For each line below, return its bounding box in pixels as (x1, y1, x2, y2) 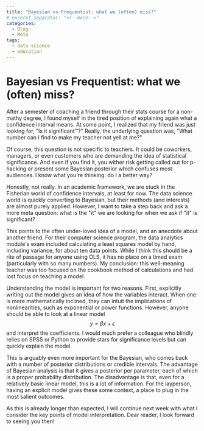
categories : (6, 20, 37, 26)
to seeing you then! (6, 418, 55, 425)
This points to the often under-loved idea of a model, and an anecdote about (6, 227, 198, 234)
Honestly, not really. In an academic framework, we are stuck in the (6, 183, 175, 191)
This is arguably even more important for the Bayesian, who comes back (6, 354, 188, 361)
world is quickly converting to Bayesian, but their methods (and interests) (6, 196, 190, 203)
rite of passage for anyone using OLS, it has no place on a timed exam (6, 253, 183, 261)
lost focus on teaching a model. (6, 272, 85, 280)
